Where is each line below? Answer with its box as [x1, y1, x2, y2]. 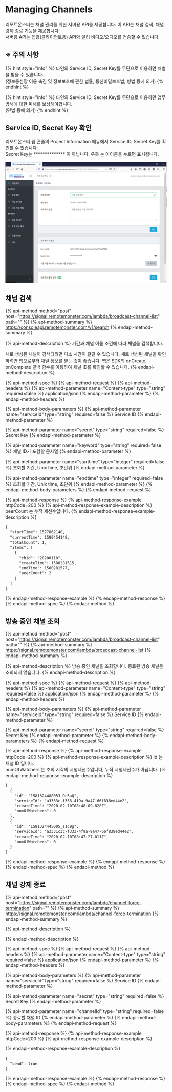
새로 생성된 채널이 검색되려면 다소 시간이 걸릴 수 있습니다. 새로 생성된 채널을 [5, 351, 157, 358]
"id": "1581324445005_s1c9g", [14, 824, 79, 829]
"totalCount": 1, [10, 540, 47, 545]
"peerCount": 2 [18, 571, 52, 576]
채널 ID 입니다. [5, 760, 35, 766]
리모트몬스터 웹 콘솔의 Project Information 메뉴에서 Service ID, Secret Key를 [5, 138, 161, 144]
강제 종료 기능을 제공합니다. [5, 27, 60, 34]
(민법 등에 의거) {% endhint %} [5, 107, 69, 113]
